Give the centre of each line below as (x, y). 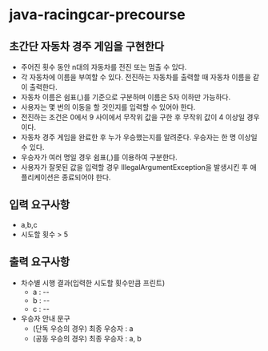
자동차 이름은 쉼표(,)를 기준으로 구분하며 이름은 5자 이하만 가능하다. (126, 97)
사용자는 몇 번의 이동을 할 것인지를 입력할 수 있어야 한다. (108, 107)
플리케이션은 (40, 177)
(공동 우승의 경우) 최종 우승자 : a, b (87, 338)
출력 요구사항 (40, 262)
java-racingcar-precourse (98, 15)
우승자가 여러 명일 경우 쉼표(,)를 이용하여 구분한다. (99, 157)
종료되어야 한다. (86, 177)
